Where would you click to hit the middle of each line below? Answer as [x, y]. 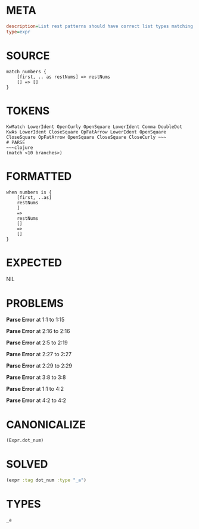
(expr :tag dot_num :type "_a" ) [46, 480]
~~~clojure [20, 147]
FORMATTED [39, 176]
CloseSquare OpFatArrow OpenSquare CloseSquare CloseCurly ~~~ [86, 137]
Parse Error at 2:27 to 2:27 [39, 354]
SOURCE [28, 56]
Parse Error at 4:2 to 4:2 [36, 400]
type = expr [18, 32]
